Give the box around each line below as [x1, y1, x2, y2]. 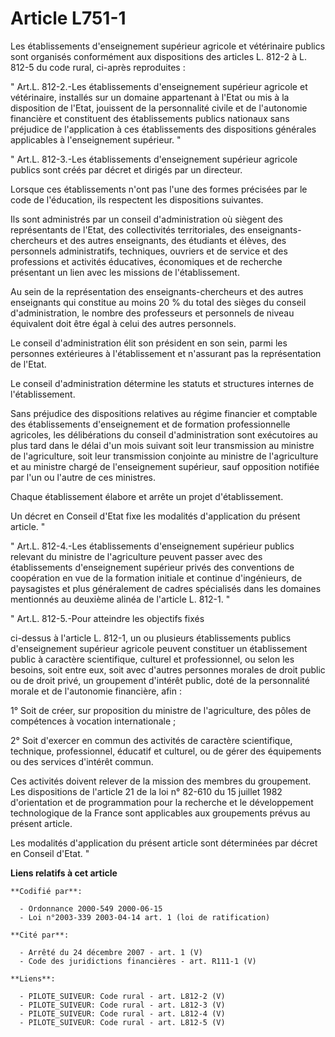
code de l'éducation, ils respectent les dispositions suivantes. [10, 193, 264, 206]
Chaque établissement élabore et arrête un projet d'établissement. [10, 490, 284, 502]
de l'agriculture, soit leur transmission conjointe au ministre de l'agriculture [10, 450, 319, 462]
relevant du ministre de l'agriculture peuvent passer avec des [10, 550, 263, 562]
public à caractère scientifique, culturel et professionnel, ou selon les [10, 653, 295, 665]
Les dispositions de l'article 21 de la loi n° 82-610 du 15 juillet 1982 [10, 785, 283, 797]
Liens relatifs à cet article [10, 867, 118, 879]
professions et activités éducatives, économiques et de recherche [10, 255, 283, 267]
